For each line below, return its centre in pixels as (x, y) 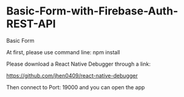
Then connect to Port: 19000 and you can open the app (76, 87)
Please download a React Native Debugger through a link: (78, 64)
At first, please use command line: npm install (63, 52)
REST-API (31, 24)
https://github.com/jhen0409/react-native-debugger (72, 75)
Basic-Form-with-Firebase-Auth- (92, 11)
